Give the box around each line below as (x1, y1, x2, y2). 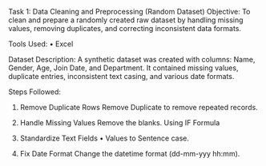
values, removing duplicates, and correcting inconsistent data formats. (8, 24, 242, 33)
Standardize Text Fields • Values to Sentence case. (19, 133, 190, 143)
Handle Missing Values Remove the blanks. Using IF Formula (19, 118, 220, 127)
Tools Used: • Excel (8, 39, 74, 49)
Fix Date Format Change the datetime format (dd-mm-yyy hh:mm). (19, 149, 240, 158)
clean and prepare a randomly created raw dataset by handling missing (8, 15, 244, 25)
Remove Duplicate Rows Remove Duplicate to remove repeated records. (19, 103, 258, 112)
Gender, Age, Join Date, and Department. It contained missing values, (8, 63, 239, 73)
